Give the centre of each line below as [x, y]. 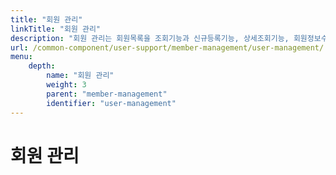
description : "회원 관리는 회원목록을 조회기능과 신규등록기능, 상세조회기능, [150, 38]
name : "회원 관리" [80, 76]
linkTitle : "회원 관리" [56, 29]
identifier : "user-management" [111, 103]
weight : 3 [66, 85]
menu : [21, 57]
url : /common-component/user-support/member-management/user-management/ [167, 47]
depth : [42, 66]
